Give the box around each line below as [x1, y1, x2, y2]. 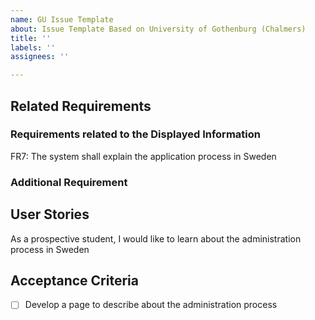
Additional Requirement [10, 175, 128, 189]
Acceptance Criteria [10, 272, 139, 289]
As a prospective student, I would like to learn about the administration [10, 232, 302, 245]
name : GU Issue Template [10, 14, 114, 25]
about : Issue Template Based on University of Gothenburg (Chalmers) [10, 24, 307, 34]
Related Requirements [10, 97, 152, 115]
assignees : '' [10, 52, 70, 62]
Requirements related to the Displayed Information [10, 127, 261, 141]
